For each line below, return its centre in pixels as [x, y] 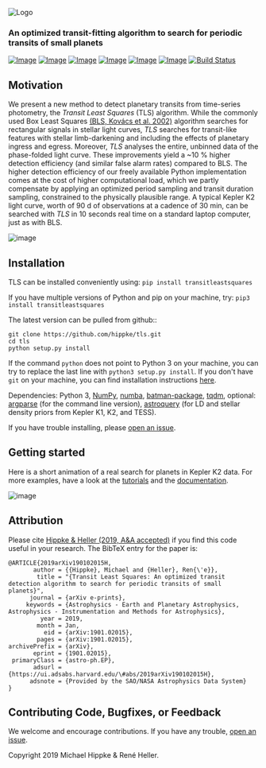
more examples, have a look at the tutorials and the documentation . [118, 480]
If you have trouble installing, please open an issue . [92, 427]
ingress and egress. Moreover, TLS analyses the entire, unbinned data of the [133, 146]
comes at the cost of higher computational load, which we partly [114, 180]
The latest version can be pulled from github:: [83, 320]
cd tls [19, 341]
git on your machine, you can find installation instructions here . [112, 380]
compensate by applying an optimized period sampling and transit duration [131, 189]
